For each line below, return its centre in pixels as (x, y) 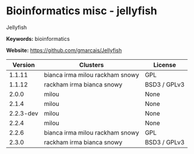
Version (23, 65)
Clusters (91, 65)
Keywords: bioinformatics (38, 38)
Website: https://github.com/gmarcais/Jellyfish (64, 50)
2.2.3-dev (24, 113)
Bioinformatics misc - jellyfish (82, 11)
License (165, 65)
